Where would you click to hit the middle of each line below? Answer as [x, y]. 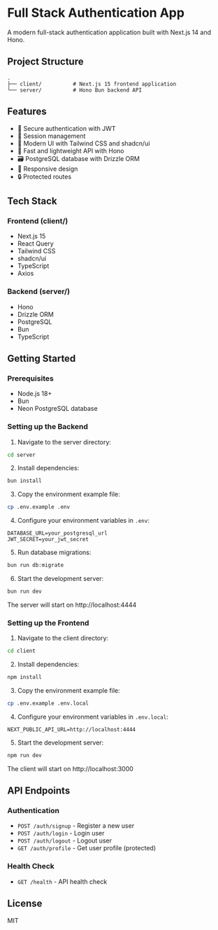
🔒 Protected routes [44, 176]
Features [27, 112]
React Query [35, 244]
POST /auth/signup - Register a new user [76, 826]
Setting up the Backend [48, 427]
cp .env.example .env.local [48, 703]
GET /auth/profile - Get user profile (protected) [87, 848]
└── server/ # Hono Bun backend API [74, 90]
